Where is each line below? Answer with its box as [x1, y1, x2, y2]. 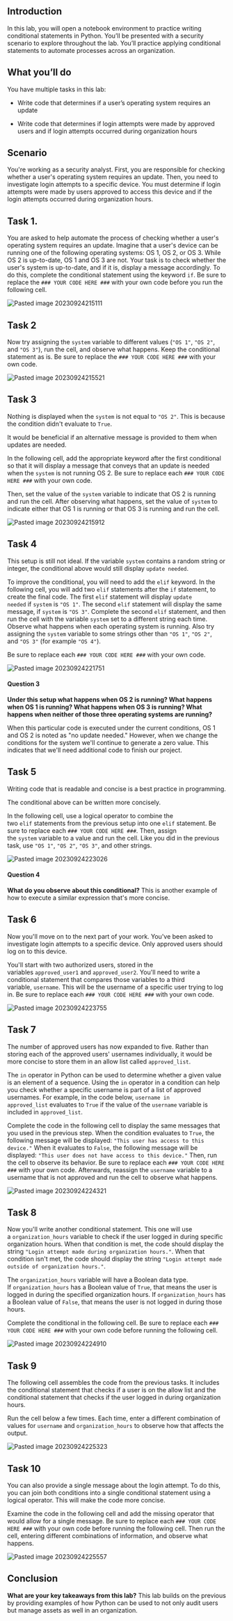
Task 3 [7, 394, 37, 406]
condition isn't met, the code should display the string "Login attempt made [7, 1254, 223, 1263]
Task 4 [7, 538, 37, 550]
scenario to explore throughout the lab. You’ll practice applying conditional [7, 38, 221, 47]
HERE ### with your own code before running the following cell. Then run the [7, 1524, 225, 1532]
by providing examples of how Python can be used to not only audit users [7, 1599, 218, 1607]
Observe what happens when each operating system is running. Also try [7, 622, 214, 630]
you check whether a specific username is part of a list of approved [7, 1085, 202, 1093]
